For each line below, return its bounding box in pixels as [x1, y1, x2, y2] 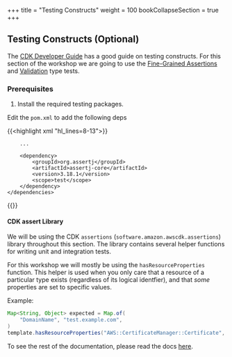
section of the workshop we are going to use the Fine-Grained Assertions [7, 59, 217, 68]
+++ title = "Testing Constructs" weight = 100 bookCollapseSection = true [7, 6, 219, 14]
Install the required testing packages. [17, 100, 124, 109]
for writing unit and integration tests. [7, 247, 111, 256]
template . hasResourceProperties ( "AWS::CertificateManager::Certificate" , [7, 329, 226, 336]
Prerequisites [7, 84, 53, 93]
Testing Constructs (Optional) [7, 33, 140, 45]
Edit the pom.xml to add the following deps [7, 113, 127, 122]
